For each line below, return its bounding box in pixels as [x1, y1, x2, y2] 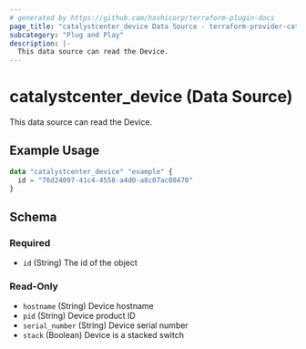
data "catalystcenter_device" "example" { [9, 167, 173, 176]
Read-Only [9, 280, 59, 293]
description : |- [9, 38, 71, 48]
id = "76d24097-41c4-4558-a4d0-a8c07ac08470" [17, 175, 194, 185]
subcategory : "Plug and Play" [9, 30, 125, 39]
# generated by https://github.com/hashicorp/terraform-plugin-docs [9, 13, 275, 23]
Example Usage [9, 143, 100, 159]
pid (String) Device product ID [22, 311, 137, 322]
